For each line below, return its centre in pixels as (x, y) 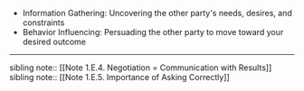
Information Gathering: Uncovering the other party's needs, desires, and (157, 13)
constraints (43, 23)
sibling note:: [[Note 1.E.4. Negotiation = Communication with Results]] (141, 68)
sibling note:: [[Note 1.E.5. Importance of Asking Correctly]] (119, 77)
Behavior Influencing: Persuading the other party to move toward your (153, 32)
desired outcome (54, 41)
